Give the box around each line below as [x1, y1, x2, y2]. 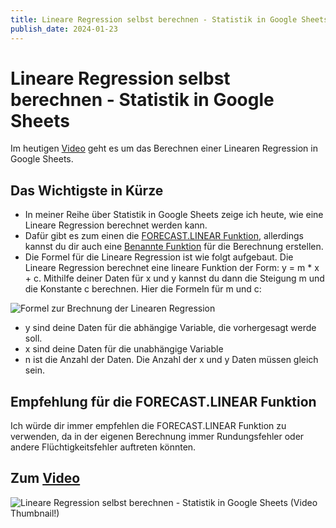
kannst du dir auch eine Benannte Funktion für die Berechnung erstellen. [24, 241, 324, 253]
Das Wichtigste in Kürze [10, 182, 164, 199]
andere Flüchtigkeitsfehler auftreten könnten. [10, 441, 197, 453]
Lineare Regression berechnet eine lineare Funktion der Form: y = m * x [24, 262, 320, 274]
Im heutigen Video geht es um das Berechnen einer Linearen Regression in [10, 142, 318, 155]
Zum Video [10, 470, 81, 487]
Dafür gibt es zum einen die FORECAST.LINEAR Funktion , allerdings [24, 230, 304, 242]
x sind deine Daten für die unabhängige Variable [24, 343, 224, 355]
